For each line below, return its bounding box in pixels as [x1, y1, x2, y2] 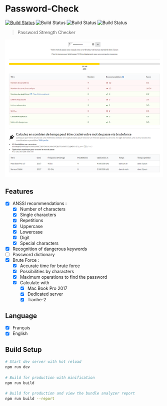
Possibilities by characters [19, 269, 74, 274]
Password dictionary [12, 251, 55, 257]
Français [12, 325, 30, 331]
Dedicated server [27, 291, 63, 297]
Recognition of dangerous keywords [12, 246, 87, 252]
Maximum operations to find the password [19, 274, 107, 280]
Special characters [19, 240, 59, 246]
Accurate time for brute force [19, 263, 80, 269]
